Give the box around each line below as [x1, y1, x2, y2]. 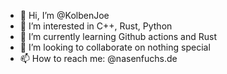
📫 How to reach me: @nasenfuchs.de [19, 53, 178, 64]
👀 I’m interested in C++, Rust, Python [19, 20, 173, 32]
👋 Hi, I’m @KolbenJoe [19, 10, 110, 21]
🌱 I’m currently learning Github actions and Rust [19, 31, 218, 42]
